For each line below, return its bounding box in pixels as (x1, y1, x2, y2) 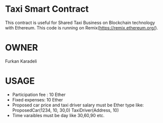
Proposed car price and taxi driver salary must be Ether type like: (12, 102, 144, 108)
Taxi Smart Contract (5, 3, 89, 15)
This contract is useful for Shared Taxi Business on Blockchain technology (5, 20, 156, 25)
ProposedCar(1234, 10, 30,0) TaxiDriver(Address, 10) (12, 107, 119, 113)
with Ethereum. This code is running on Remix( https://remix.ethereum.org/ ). (5, 25, 159, 30)
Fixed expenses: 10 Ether (12, 97, 63, 102)
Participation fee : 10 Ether (12, 92, 66, 98)
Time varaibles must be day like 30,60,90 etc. (12, 112, 105, 118)
